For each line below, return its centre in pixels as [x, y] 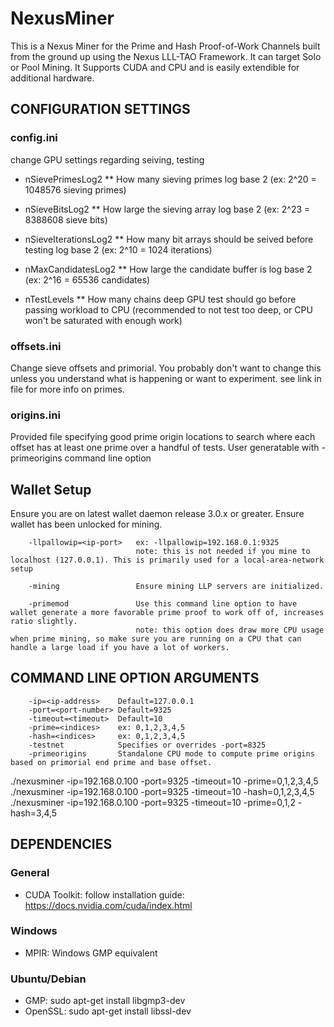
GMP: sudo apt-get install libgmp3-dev [105, 1001]
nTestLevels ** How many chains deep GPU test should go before [160, 299]
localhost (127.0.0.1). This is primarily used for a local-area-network [167, 560]
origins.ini [35, 415]
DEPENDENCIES [61, 844]
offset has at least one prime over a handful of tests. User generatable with [165, 448]
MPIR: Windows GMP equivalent [91, 953]
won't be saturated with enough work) [103, 320]
